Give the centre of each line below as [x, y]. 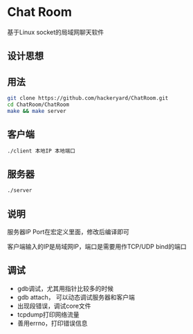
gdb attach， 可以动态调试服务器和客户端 [76, 297]
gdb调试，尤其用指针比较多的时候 [65, 288]
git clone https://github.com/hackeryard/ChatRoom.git [88, 98]
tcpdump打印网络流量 [48, 314]
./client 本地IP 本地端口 [42, 151]
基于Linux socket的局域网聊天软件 [56, 32]
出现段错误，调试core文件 [54, 306]
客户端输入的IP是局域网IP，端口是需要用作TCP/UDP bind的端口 [97, 246]
